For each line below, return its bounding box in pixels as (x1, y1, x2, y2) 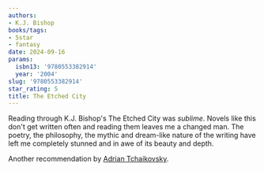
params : (8, 56, 34, 64)
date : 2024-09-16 (8, 48, 66, 56)
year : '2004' (15, 70, 58, 78)
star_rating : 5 (8, 84, 58, 93)
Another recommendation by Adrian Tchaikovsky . (8, 154, 169, 164)
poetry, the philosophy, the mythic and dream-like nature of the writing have (8, 131, 257, 140)
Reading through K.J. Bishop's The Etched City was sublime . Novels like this (8, 113, 257, 123)
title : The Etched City (8, 92, 87, 100)
